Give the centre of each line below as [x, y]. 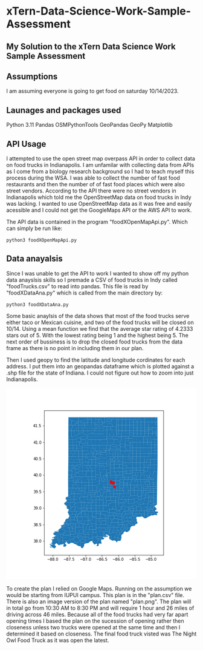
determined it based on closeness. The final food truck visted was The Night [101, 634]
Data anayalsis [34, 259]
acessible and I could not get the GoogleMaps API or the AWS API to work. [99, 210]
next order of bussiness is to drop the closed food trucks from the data [95, 342]
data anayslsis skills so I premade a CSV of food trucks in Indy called [92, 280]
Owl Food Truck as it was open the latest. [58, 640]
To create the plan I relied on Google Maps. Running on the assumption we [99, 588]
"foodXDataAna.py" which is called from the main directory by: [85, 293]
